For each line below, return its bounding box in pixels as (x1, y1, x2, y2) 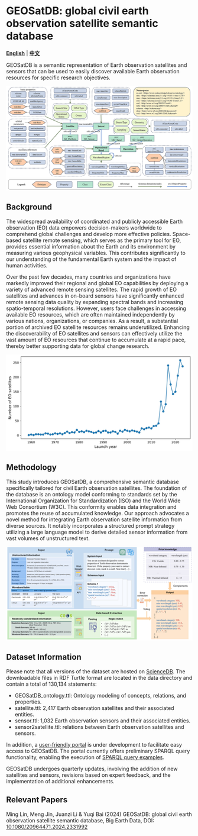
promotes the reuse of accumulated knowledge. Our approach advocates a (6, 509, 189, 517)
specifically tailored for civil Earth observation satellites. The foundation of (6, 484, 187, 492)
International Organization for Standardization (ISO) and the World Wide (6, 497, 181, 504)
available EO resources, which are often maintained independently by (6, 311, 176, 318)
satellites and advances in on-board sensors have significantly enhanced (6, 292, 184, 299)
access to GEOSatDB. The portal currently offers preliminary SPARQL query (6, 747, 190, 754)
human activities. (6, 262, 48, 269)
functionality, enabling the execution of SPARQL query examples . (6, 753, 164, 761)
